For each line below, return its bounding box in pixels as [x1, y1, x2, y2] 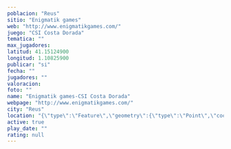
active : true [7, 118, 45, 126]
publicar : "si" [7, 61, 51, 68]
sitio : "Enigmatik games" [7, 16, 81, 23]
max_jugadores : [7, 42, 51, 49]
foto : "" [7, 87, 32, 93]
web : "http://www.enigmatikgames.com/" [7, 23, 122, 30]
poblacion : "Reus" [7, 10, 60, 17]
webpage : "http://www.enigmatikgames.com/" [7, 100, 134, 106]
